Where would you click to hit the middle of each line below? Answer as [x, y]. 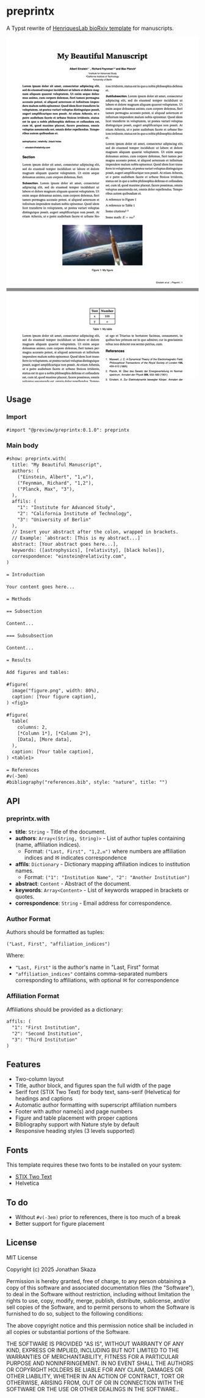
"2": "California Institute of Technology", [75, 514]
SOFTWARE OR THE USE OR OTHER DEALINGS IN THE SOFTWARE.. [92, 1389]
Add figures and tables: [38, 673]
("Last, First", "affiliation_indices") [59, 944]
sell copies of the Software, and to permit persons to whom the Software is [101, 1307]
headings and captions [44, 1099]
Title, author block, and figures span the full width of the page [93, 1085]
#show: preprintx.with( [37, 459]
